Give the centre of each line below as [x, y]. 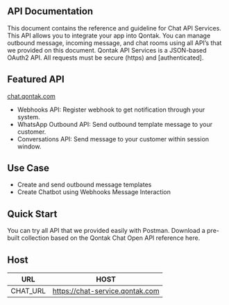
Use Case [28, 168]
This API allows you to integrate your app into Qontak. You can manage [109, 35]
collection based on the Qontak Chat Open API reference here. [111, 238]
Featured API [36, 79]
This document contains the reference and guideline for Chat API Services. [114, 28]
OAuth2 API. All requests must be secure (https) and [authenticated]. [105, 58]
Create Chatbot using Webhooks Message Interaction [94, 192]
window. [29, 146]
